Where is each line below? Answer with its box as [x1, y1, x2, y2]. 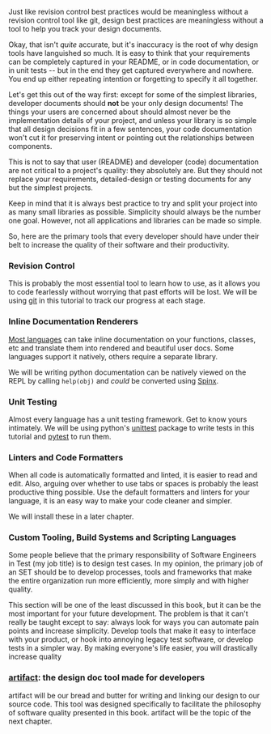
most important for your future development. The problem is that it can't [8, 609, 248, 618]
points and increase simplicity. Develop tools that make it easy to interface [8, 626, 256, 636]
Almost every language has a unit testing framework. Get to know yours [8, 414, 248, 424]
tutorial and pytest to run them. [8, 431, 112, 441]
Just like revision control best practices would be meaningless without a [8, 7, 249, 16]
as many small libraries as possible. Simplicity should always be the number [8, 207, 261, 217]
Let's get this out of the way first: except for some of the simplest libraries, [8, 90, 257, 100]
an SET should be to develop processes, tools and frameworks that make [8, 567, 252, 577]
